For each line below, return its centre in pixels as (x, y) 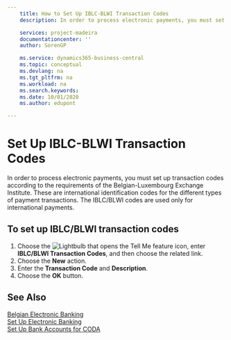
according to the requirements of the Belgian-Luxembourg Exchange (105, 186)
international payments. (41, 208)
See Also (27, 297)
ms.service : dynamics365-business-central (82, 58)
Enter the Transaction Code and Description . (82, 268)
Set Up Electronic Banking (44, 321)
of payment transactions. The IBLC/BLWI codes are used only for (100, 200)
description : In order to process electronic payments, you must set (122, 20)
